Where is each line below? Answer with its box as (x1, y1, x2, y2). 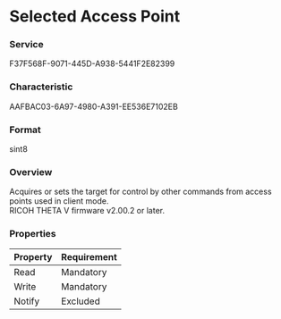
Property (13, 250, 53, 263)
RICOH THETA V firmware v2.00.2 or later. (9, 206, 166, 216)
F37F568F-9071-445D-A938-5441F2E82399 (9, 58, 175, 69)
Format (9, 123, 42, 136)
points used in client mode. (9, 196, 109, 206)
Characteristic (9, 80, 73, 93)
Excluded (61, 295, 100, 307)
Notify (13, 295, 40, 307)
